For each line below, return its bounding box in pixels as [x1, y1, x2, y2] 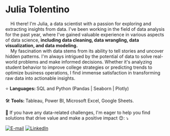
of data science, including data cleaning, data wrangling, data [5, 37, 140, 43]
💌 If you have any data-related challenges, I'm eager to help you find [5, 109, 150, 115]
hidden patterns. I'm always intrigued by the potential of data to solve [5, 53, 153, 60]
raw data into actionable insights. [5, 75, 75, 81]
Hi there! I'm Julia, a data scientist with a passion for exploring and [10, 21, 152, 27]
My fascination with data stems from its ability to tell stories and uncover [10, 48, 164, 54]
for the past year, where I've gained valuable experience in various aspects [5, 31, 164, 37]
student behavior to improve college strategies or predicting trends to [5, 64, 153, 70]
